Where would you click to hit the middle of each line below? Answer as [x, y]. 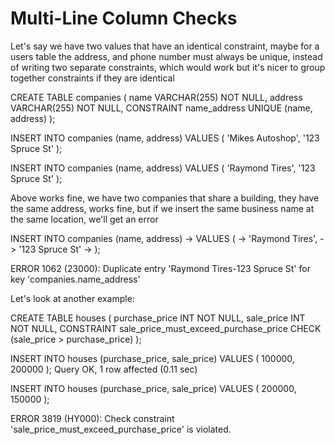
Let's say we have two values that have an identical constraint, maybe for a [165, 46]
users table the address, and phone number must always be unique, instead [166, 56]
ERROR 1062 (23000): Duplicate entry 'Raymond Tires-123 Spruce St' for [160, 268]
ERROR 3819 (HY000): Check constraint [92, 418]
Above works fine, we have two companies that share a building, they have [165, 198]
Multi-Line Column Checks [124, 18]
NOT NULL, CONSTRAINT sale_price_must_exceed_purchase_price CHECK [166, 328]
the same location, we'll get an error [84, 219]
